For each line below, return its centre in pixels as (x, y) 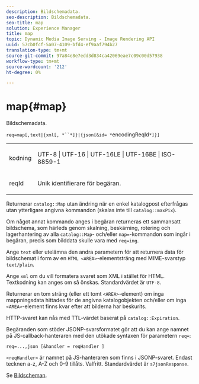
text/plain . (20, 265)
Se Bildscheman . (27, 375)
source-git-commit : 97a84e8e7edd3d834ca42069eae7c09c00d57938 (84, 56)
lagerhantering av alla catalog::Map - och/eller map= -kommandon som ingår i (98, 234)
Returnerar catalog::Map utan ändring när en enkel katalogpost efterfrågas (97, 204)
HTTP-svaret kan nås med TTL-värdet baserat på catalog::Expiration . (93, 318)
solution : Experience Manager (44, 28)
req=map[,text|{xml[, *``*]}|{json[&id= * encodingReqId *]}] (83, 135)
